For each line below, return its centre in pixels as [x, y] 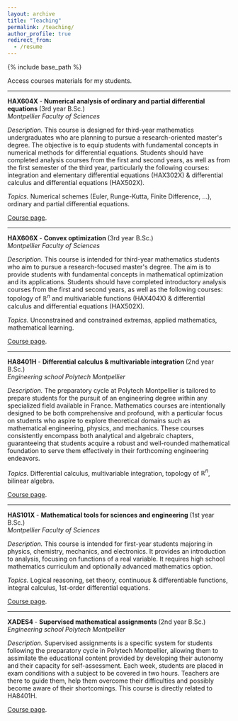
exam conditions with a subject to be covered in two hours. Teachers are [113, 674]
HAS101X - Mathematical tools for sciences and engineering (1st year [111, 515]
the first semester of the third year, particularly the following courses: [109, 168]
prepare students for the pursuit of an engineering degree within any [107, 398]
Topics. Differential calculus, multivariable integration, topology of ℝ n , [109, 472]
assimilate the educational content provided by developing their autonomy [115, 658]
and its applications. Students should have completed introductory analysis [117, 282]
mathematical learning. [41, 328]
